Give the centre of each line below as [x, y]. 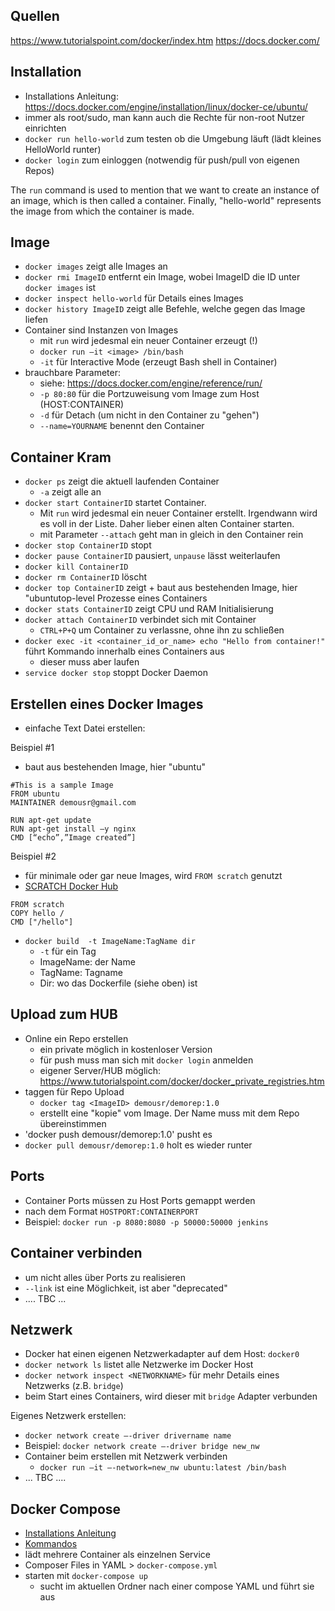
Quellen [35, 16]
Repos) [39, 170]
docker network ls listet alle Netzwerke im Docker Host [139, 1365]
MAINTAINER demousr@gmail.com [73, 803]
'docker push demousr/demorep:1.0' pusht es [118, 1134]
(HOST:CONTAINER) [82, 405]
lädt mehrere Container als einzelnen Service [117, 1555]
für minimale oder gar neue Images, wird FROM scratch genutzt [153, 876]
